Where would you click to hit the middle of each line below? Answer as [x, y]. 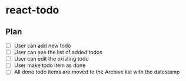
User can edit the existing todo [51, 59]
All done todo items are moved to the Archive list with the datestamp [97, 72]
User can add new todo [42, 45]
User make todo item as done [50, 65]
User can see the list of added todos [58, 52]
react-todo [32, 10]
